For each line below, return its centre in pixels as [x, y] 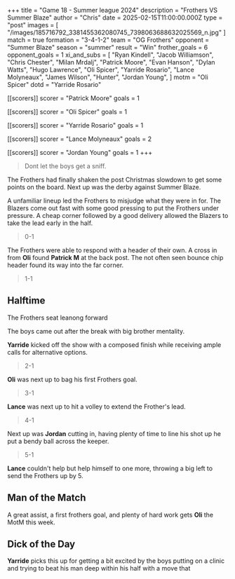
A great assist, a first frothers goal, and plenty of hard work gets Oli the [110, 515]
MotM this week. [32, 522]
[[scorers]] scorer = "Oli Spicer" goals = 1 [67, 112]
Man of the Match [47, 498]
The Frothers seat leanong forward [58, 318]
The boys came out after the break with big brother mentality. [96, 331]
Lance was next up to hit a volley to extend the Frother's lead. [96, 407]
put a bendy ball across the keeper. [58, 441]
